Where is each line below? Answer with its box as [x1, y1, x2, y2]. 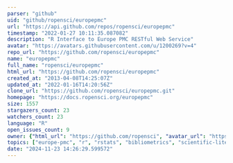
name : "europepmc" [7, 55, 60, 62]
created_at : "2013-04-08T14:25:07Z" [7, 74, 113, 82]
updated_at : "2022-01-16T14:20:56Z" [7, 81, 113, 88]
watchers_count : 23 [7, 113, 64, 120]
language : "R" [7, 119, 49, 127]
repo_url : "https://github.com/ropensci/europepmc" [7, 49, 159, 56]
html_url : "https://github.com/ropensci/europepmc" [7, 68, 159, 75]
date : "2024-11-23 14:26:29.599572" [7, 146, 113, 153]
